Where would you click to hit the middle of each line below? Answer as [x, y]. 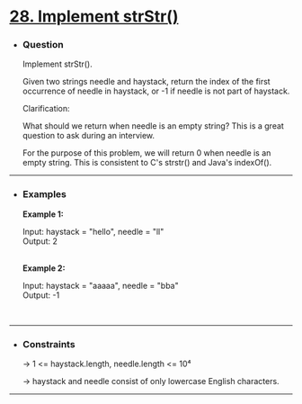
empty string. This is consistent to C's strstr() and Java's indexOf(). [147, 163]
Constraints [49, 344]
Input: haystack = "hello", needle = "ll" [93, 231]
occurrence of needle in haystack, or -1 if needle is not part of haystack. [156, 91]
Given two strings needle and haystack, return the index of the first [147, 82]
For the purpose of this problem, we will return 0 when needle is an [147, 153]
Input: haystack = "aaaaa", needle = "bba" [100, 285]
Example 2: [44, 268]
